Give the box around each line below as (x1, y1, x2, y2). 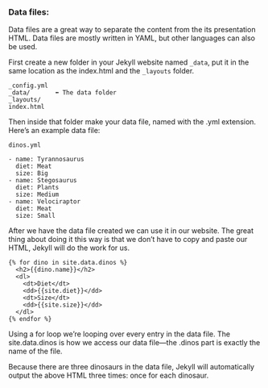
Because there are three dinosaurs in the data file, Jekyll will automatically (8, 362, 255, 372)
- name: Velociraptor (8, 198, 81, 206)
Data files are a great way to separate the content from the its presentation (8, 25, 256, 35)
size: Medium (15, 190, 60, 199)
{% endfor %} (8, 315, 52, 323)
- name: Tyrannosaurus (8, 156, 85, 164)
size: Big (15, 169, 48, 177)
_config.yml (8, 81, 48, 90)
